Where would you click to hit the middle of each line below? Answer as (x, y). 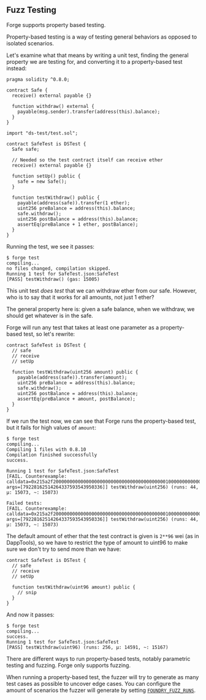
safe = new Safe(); (42, 181)
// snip (27, 592)
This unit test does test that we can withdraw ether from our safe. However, (102, 290)
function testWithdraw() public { (56, 198)
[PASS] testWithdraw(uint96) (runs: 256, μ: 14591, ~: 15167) (87, 647)
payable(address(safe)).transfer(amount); (72, 377)
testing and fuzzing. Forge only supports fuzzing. (68, 665)
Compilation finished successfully (52, 455)
